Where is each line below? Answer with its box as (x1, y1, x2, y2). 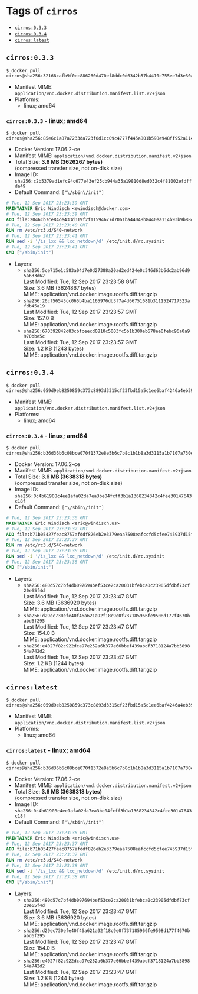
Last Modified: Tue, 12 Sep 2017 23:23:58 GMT (23, 278, 138, 285)
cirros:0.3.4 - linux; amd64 (6, 432, 88, 440)
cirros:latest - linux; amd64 (6, 746, 91, 755)
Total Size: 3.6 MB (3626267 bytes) (14, 158, 103, 166)
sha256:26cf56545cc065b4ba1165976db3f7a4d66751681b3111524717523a (23, 297, 190, 304)
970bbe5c (23, 333, 45, 339)
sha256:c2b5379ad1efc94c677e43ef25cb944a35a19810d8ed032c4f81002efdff (14, 179, 192, 184)
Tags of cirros (6, 4, 78, 18)
